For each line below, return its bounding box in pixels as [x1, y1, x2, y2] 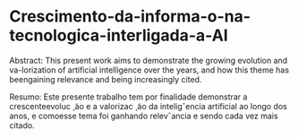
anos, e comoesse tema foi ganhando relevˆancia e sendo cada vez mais [9, 110, 279, 121]
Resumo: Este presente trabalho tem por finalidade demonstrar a [9, 91, 248, 102]
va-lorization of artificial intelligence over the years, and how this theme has [9, 65, 289, 75]
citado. [9, 119, 35, 131]
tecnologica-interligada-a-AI [9, 25, 228, 46]
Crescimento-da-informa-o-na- [9, 6, 251, 27]
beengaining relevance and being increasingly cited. [9, 73, 202, 84]
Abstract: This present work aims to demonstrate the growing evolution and [9, 55, 288, 65]
